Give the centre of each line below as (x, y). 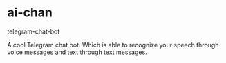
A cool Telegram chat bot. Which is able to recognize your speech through (113, 45)
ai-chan (30, 13)
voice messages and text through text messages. (77, 52)
